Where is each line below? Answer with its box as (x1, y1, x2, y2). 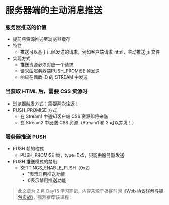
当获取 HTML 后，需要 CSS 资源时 (5, 88, 88, 95)
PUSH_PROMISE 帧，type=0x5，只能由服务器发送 (20, 152, 125, 158)
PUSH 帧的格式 (12, 146, 44, 152)
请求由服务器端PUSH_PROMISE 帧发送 (20, 68, 100, 74)
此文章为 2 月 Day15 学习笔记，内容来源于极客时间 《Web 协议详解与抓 (17, 188, 164, 194)
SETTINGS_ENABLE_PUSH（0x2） (20, 165, 93, 171)
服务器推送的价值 (5, 24, 47, 31)
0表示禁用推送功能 (27, 177, 67, 183)
